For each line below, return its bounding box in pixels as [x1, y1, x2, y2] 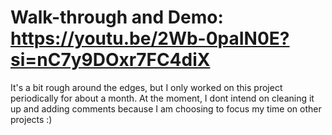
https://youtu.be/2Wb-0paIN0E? [10, 27, 290, 50]
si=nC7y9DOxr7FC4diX [10, 49, 211, 71]
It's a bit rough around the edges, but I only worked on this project [10, 81, 283, 93]
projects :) [10, 113, 53, 125]
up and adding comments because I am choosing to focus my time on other [10, 102, 322, 115]
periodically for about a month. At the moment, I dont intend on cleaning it [10, 92, 315, 104]
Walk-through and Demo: [10, 6, 224, 29]
